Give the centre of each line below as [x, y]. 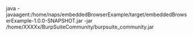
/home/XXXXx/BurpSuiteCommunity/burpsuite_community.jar [80, 27]
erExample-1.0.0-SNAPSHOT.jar [45, 21]
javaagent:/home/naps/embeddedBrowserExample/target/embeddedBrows [96, 15]
